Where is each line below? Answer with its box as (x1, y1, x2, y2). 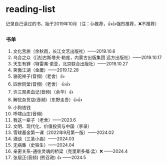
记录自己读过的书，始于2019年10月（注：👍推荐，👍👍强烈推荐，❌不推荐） (5, 20, 159, 26)
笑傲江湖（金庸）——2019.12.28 (12, 67, 79, 73)
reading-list (5, 3, 55, 15)
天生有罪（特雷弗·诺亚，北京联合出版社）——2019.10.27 (12, 61, 128, 67)
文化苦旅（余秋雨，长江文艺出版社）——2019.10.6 (12, 48, 115, 54)
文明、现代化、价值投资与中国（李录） (12, 123, 92, 129)
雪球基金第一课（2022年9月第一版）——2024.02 (12, 129, 114, 135)
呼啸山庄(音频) (12, 111, 43, 117)
